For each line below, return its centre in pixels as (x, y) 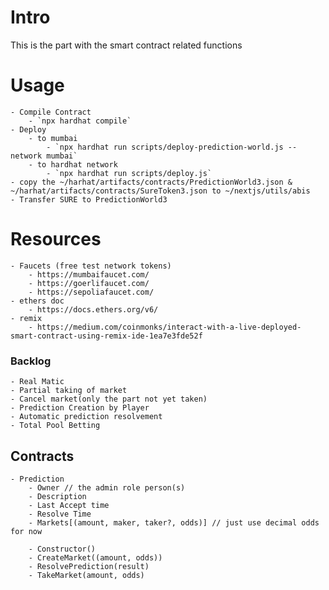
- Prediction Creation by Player (80, 408)
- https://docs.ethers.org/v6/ (93, 309)
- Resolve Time (60, 514)
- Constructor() (62, 549)
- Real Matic (37, 382)
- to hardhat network (73, 164)
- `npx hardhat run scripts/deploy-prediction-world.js (165, 147)
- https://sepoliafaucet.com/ (91, 292)
